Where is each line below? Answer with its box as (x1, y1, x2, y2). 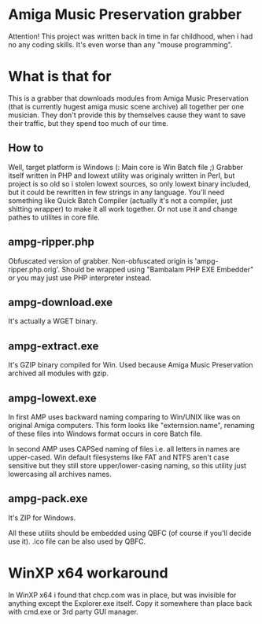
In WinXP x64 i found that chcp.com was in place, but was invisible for (8, 590, 237, 600)
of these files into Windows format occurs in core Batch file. (8, 429, 203, 438)
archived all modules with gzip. (8, 368, 109, 378)
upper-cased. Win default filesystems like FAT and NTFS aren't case (8, 452, 230, 462)
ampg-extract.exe (8, 339, 99, 353)
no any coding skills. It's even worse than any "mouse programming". (8, 39, 233, 49)
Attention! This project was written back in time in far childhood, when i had (8, 31, 253, 41)
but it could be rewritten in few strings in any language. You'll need (8, 187, 225, 197)
